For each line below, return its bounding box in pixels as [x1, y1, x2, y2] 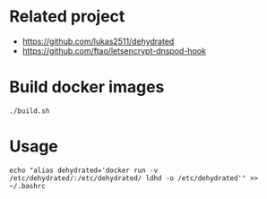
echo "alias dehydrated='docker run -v [9, 166, 159, 175]
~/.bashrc [9, 181, 47, 190]
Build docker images [9, 77, 165, 98]
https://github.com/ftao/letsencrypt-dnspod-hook [22, 45, 206, 56]
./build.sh [9, 106, 50, 116]
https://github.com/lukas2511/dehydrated [22, 36, 175, 47]
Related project [9, 6, 125, 27]
